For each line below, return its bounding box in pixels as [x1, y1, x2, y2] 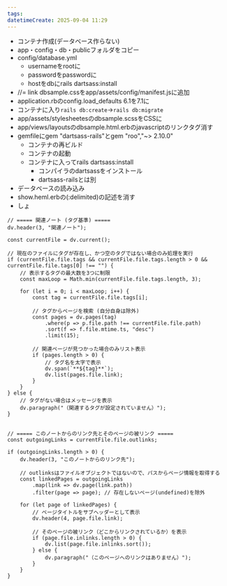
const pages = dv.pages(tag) [32, 314, 117, 321]
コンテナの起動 [27, 149, 71, 157]
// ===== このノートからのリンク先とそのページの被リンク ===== [7, 430, 174, 437]
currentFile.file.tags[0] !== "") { [7, 262, 114, 269]
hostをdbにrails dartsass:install [27, 79, 117, 87]
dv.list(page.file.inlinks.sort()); [44, 541, 152, 548]
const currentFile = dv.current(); [7, 236, 111, 243]
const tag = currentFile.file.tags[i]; [32, 294, 149, 301]
